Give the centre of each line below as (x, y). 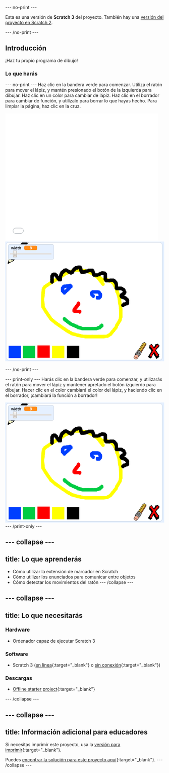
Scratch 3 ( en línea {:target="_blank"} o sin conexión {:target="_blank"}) (86, 665)
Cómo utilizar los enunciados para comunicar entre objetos (74, 577)
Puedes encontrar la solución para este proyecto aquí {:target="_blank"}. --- (84, 759)
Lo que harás (21, 73)
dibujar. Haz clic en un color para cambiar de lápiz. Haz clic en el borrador (82, 95)
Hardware (18, 630)
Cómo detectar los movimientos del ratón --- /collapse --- (73, 582)
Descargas (19, 678)
